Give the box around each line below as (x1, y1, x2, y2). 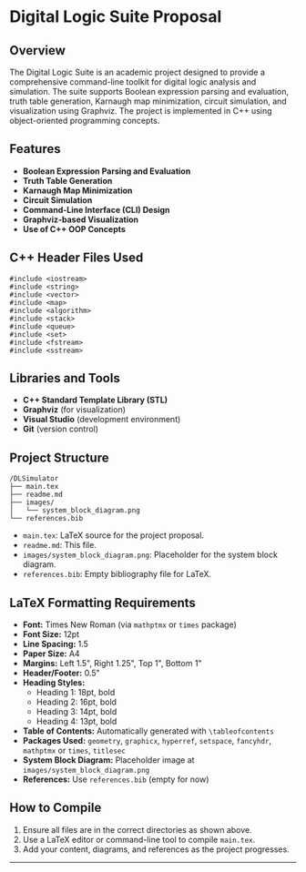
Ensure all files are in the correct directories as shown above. (22, 824, 252, 835)
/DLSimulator (9, 474, 59, 483)
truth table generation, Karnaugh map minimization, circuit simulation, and (9, 96, 287, 106)
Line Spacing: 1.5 (22, 639, 89, 650)
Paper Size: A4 (22, 648, 80, 659)
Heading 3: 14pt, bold (36, 706, 117, 717)
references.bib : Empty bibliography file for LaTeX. (22, 569, 212, 580)
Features (9, 141, 61, 157)
